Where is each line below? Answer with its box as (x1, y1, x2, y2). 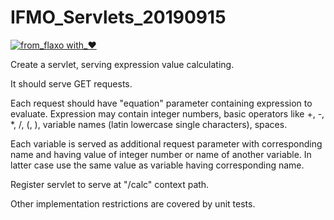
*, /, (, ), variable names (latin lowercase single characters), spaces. (10, 118, 288, 130)
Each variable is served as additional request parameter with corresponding (10, 137, 323, 150)
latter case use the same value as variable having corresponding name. (10, 159, 305, 171)
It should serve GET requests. (10, 77, 133, 90)
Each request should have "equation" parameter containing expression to (10, 97, 313, 109)
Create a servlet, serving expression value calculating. (10, 58, 235, 70)
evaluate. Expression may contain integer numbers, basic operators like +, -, (10, 107, 325, 120)
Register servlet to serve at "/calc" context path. (10, 178, 210, 190)
